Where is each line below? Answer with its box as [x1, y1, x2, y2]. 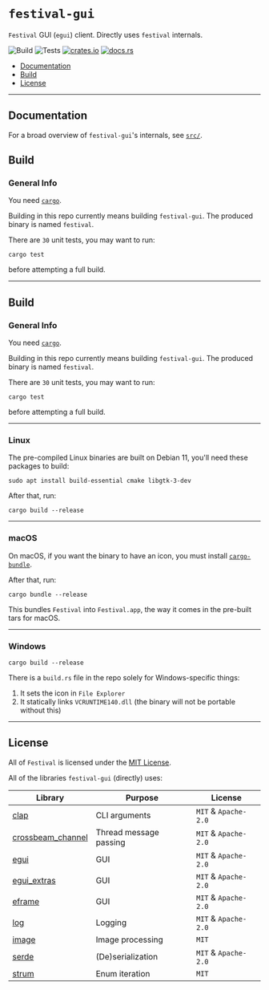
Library [35, 792, 65, 803]
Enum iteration [95, 968, 151, 979]
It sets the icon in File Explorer [19, 688, 126, 698]
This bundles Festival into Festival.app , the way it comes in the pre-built [8, 604, 252, 614]
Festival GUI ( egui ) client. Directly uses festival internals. [8, 30, 203, 39]
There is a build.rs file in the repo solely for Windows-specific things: [8, 673, 240, 683]
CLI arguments [95, 809, 151, 821]
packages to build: [8, 461, 70, 471]
